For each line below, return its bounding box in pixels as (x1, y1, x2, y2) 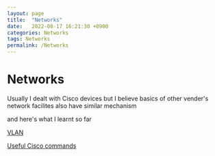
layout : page (7, 10, 45, 17)
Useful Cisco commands (7, 142, 77, 150)
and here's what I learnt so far (7, 115, 92, 123)
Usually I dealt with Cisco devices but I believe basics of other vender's (7, 94, 209, 102)
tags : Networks (7, 36, 51, 43)
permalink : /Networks (7, 42, 69, 49)
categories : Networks (7, 29, 69, 36)
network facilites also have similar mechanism (7, 101, 137, 110)
